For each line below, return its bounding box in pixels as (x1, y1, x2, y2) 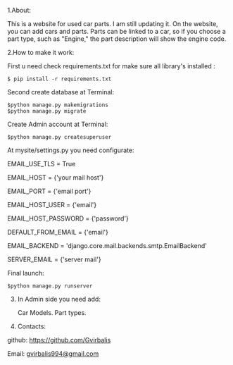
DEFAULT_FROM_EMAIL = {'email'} (7, 228, 109, 236)
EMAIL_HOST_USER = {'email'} (7, 201, 97, 209)
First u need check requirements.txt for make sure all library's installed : (7, 62, 216, 70)
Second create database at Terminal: (7, 88, 115, 96)
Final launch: (7, 269, 44, 277)
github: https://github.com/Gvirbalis (7, 336, 111, 344)
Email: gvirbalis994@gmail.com (7, 349, 99, 358)
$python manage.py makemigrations (7, 101, 109, 109)
